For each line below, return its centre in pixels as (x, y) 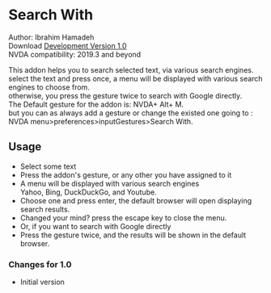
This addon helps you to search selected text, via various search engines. (131, 69)
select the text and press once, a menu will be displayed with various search (135, 78)
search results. (45, 209)
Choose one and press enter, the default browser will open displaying (136, 200)
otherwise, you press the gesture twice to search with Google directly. (125, 95)
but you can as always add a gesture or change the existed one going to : (131, 113)
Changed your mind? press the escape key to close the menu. (123, 218)
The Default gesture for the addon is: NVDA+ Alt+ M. (96, 104)
